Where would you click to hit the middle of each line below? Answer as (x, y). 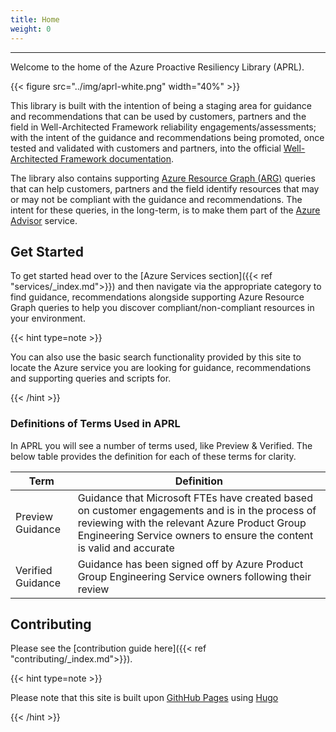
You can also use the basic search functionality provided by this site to (156, 357)
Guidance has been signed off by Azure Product (190, 564)
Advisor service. (44, 220)
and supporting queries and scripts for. (91, 378)
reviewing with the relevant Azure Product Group (192, 523)
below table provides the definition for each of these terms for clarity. (153, 456)
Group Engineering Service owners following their (194, 576)
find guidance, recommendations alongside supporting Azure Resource (157, 297)
